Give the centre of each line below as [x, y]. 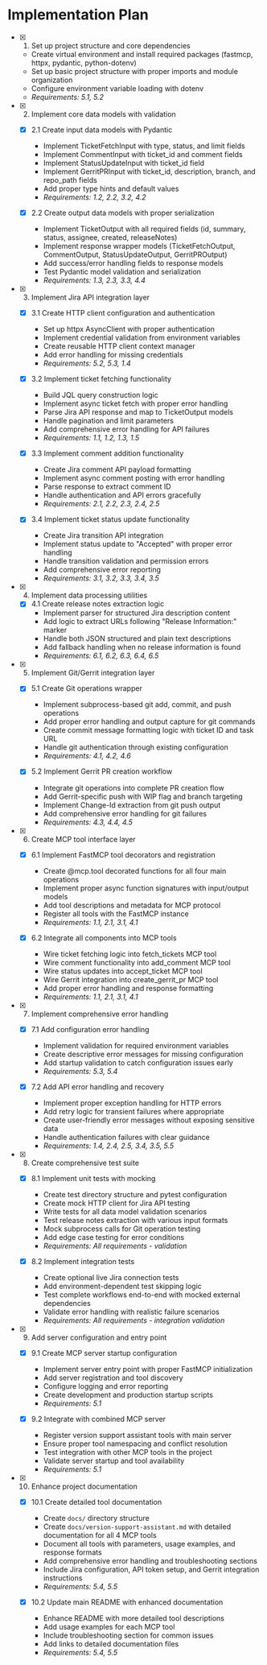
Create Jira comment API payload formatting [117, 469]
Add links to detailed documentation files [111, 1644]
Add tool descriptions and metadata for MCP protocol [132, 905]
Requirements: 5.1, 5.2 [68, 97]
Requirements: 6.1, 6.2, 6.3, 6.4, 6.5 [101, 656]
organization [52, 80]
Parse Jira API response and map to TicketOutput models [138, 412]
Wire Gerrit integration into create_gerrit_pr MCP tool [131, 979]
